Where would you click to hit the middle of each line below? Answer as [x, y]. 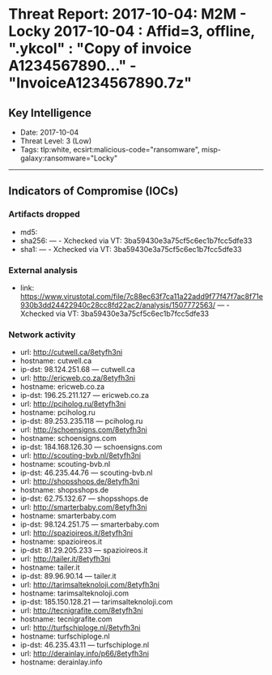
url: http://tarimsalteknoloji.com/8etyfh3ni [90, 585]
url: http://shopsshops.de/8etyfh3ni [80, 481]
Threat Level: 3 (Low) [56, 141]
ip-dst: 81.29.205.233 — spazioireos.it [84, 550]
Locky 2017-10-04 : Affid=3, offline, [132, 31]
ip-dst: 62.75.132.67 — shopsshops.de [84, 498]
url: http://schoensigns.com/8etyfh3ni [83, 429]
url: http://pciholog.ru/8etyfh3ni [73, 404]
